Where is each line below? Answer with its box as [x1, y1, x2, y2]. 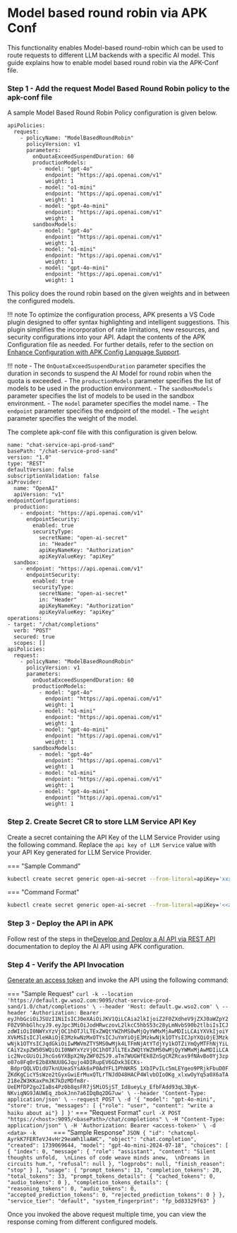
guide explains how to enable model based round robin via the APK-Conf [7, 58, 219, 66]
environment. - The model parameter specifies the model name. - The [7, 399, 209, 408]
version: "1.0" [7, 454, 52, 461]
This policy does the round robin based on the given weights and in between [7, 289, 230, 298]
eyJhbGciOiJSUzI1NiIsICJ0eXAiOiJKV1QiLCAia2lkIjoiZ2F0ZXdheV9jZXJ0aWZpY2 [7, 1015, 229, 1022]
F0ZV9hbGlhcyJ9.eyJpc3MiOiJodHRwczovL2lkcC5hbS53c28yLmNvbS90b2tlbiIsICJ [7, 1022, 229, 1029]
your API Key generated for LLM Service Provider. [7, 848, 152, 856]
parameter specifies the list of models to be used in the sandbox [7, 392, 195, 400]
